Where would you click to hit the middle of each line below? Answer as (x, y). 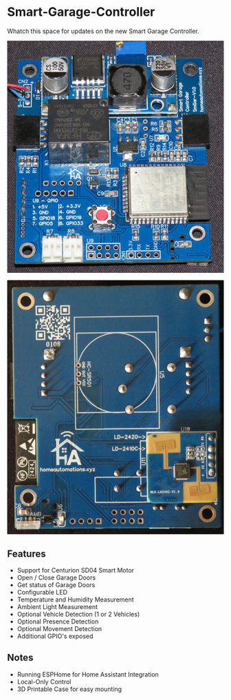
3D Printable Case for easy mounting (69, 689)
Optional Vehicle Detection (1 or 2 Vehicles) (78, 614)
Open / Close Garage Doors (56, 577)
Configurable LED (42, 592)
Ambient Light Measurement (57, 606)
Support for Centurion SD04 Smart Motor (76, 570)
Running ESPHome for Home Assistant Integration (88, 674)
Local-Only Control (44, 681)
